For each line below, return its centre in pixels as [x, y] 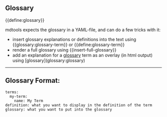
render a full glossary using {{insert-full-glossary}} [64, 50]
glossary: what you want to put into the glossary [59, 109]
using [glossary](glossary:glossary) [49, 60]
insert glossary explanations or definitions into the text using [74, 39]
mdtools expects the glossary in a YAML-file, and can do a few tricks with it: [83, 30]
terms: [12, 92]
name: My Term [29, 101]
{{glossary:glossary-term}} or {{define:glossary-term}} [69, 45]
